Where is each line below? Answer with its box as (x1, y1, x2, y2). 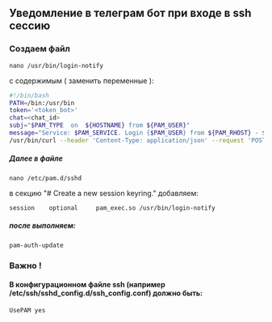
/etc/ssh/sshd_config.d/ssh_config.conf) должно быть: (9, 288, 203, 298)
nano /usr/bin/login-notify (9, 61, 104, 69)
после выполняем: (9, 221, 76, 231)
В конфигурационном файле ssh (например (9, 280, 165, 290)
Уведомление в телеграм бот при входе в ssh (9, 6, 252, 20)
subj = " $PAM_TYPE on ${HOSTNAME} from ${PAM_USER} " (9, 121, 190, 130)
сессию (9, 19, 51, 33)
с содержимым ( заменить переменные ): (9, 76, 154, 86)
